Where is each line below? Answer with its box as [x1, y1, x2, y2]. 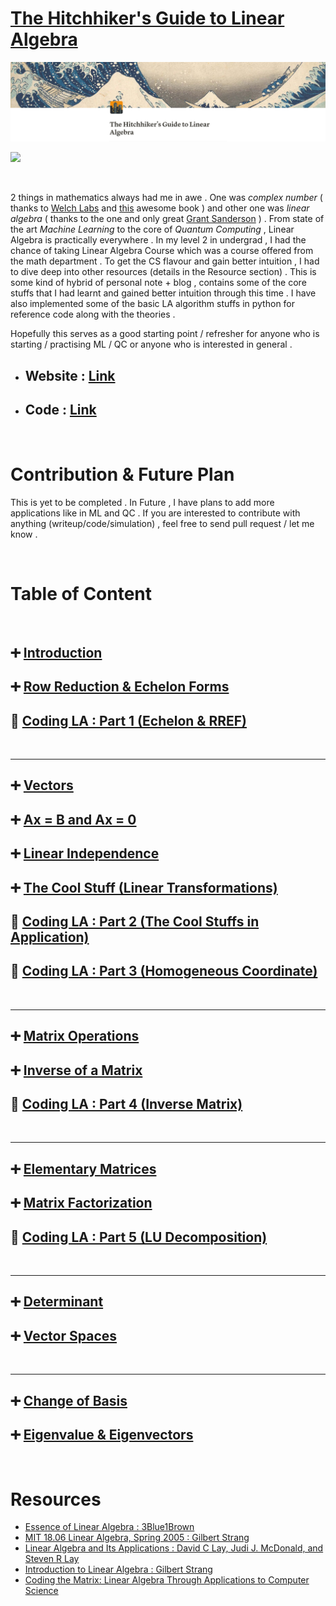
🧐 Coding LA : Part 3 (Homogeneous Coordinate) [10, 963, 318, 980]
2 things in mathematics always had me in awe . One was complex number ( [10, 192, 323, 204]
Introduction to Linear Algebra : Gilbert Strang [24, 1563, 213, 1576]
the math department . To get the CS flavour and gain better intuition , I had [10, 255, 320, 267]
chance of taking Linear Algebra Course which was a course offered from [10, 245, 314, 257]
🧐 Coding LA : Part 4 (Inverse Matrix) [10, 1096, 243, 1113]
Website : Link [24, 367, 116, 384]
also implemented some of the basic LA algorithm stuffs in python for [10, 298, 296, 310]
